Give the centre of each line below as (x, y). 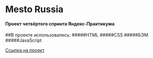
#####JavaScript (24, 40)
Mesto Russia (34, 9)
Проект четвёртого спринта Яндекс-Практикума (60, 23)
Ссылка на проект (25, 50)
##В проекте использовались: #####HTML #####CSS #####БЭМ (77, 35)
